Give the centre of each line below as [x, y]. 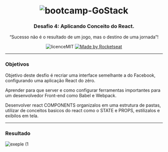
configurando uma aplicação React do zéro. [50, 80]
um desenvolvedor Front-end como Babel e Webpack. [61, 95]
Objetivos [17, 64]
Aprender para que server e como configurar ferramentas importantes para [83, 90]
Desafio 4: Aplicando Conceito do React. [84, 26]
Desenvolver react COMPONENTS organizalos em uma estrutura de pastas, [83, 105]
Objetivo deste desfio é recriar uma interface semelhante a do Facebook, [80, 75]
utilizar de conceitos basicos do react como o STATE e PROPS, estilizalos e [82, 110]
